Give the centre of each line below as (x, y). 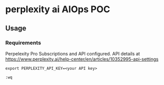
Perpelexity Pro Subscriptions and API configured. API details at (73, 53)
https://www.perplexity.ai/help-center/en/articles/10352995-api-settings (82, 59)
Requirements (23, 43)
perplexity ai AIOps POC (58, 9)
